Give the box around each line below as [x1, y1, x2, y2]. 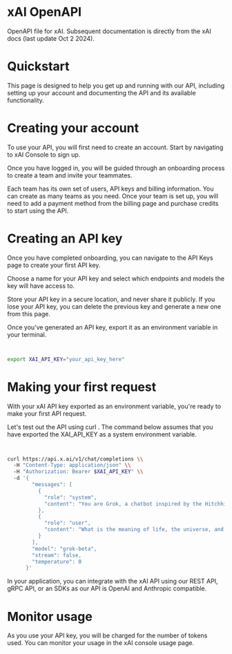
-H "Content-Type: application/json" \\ [13, 462, 131, 469]
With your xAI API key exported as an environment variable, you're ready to [7, 402, 222, 410]
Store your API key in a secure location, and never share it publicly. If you [7, 295, 215, 303]
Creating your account [7, 120, 139, 136]
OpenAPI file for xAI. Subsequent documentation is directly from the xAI [7, 27, 212, 35]
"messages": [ [32, 481, 72, 488]
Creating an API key [7, 231, 123, 246]
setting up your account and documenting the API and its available [7, 88, 196, 97]
